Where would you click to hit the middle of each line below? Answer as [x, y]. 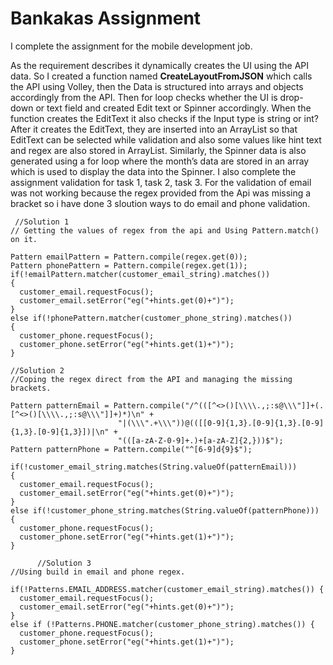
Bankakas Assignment [106, 18]
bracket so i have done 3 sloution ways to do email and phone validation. [160, 203]
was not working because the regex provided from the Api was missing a [161, 193]
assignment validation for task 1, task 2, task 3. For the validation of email [161, 182]
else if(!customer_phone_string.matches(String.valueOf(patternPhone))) [165, 510]
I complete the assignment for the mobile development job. [131, 46]
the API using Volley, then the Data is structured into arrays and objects [157, 86]
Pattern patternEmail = [60, 405]
